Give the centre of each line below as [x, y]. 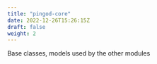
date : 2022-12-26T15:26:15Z [49, 20]
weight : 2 [22, 33]
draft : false [27, 27]
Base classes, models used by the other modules [79, 53]
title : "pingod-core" [39, 14]
